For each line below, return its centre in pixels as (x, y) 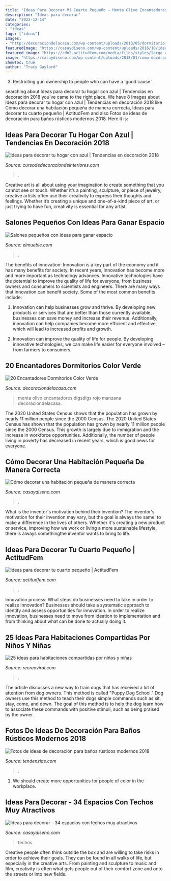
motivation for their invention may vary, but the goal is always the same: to (83, 517)
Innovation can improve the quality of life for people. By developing (83, 338)
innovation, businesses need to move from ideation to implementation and (83, 616)
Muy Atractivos (30, 810)
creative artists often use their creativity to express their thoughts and (78, 195)
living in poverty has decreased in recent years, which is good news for (80, 440)
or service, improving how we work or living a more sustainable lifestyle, (81, 528)
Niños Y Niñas (28, 646)
